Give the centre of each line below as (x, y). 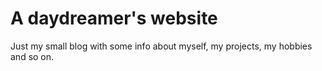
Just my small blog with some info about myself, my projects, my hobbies (161, 46)
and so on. (32, 56)
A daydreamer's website (114, 18)
